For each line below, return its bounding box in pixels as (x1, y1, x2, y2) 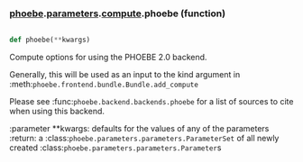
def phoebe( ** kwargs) (9, 35, 91, 45)
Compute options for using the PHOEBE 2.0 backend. (9, 52, 207, 63)
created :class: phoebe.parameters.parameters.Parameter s (9, 142, 222, 153)
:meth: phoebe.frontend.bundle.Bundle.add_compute (9, 79, 198, 90)
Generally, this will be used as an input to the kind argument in (9, 69, 241, 80)
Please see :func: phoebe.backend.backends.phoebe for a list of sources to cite (9, 96, 294, 107)
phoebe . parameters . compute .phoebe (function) (9, 7, 226, 20)
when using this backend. (9, 106, 106, 117)
